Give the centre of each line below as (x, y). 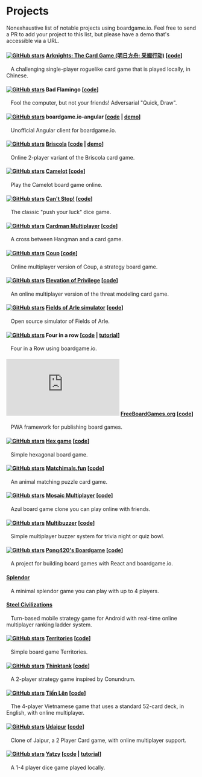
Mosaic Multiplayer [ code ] (79, 496)
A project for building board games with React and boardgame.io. (92, 564)
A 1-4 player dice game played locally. (58, 767)
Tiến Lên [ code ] (66, 693)
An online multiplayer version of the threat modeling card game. (90, 294)
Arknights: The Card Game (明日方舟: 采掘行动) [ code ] (114, 55)
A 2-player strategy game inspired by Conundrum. (73, 679)
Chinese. (17, 76)
